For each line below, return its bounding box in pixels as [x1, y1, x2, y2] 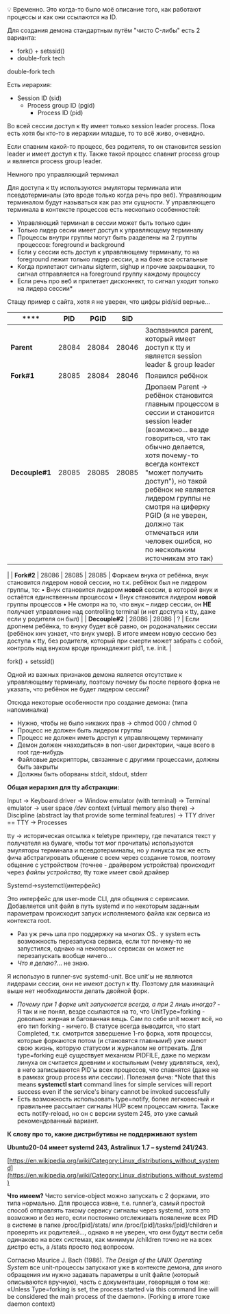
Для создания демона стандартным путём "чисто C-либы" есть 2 [7, 26, 201, 34]
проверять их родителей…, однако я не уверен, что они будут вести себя [7, 1228, 223, 1236]
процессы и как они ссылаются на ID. [7, 13, 118, 21]
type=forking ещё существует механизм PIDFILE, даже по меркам [16, 1051, 211, 1059]
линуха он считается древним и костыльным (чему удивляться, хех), [16, 1058, 220, 1066]
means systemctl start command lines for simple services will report [16, 1080, 212, 1088]
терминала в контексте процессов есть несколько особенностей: [7, 206, 201, 213]
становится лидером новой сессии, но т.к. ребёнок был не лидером [7, 578, 207, 586]
